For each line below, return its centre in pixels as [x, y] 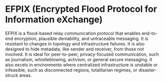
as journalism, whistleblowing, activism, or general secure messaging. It [79, 59]
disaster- [148, 70]
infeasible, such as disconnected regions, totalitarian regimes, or [71, 70]
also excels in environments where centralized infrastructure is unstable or [82, 65]
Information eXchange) [54, 20]
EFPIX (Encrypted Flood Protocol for [81, 9]
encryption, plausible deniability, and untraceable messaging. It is [81, 39]
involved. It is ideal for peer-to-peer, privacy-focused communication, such [82, 54]
